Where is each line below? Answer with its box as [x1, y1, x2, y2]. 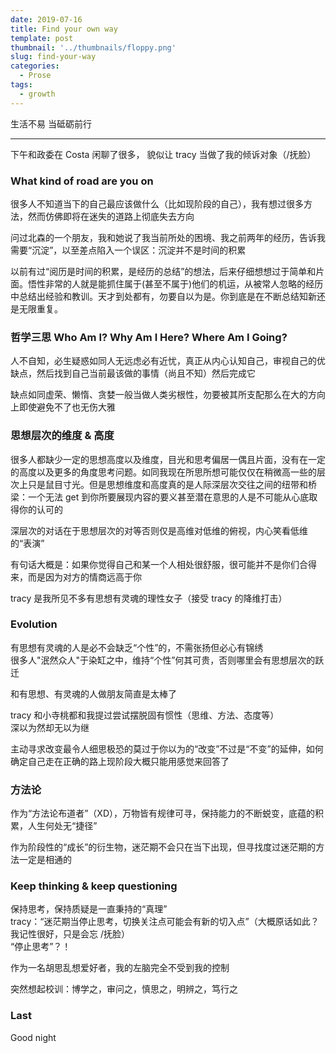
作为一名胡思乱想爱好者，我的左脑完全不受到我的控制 [10, 962, 230, 974]
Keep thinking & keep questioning [10, 879, 178, 893]
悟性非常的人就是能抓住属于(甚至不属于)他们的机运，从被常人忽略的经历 [27, 277, 324, 290]
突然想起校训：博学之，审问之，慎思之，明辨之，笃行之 [10, 983, 238, 995]
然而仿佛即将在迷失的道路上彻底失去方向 [27, 210, 195, 222]
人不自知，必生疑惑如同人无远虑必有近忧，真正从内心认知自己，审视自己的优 [10, 355, 326, 367]
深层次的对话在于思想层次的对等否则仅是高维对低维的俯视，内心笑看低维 [10, 524, 308, 536]
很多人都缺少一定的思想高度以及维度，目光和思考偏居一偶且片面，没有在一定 [10, 453, 326, 465]
